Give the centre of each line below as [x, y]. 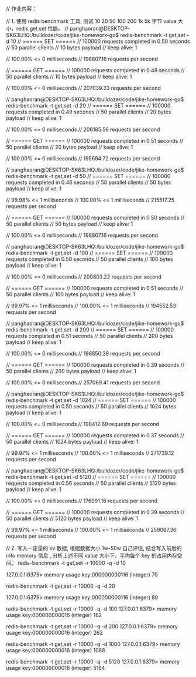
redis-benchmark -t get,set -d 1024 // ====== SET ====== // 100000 [91, 400]
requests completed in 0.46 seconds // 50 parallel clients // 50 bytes [89, 182]
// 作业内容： [22, 9]
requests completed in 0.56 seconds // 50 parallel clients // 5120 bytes [91, 483]
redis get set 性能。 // [42, 29]
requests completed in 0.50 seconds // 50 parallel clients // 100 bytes [90, 259]
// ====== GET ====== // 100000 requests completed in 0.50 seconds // [95, 217]
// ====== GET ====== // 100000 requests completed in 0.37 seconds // [95, 435]
